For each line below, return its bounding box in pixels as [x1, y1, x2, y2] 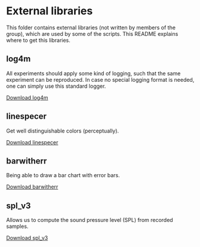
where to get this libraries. [6, 36, 70, 44]
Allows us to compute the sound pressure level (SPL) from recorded [6, 217, 173, 224]
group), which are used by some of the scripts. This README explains [6, 30, 179, 37]
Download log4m [6, 94, 48, 101]
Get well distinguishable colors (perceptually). [6, 127, 119, 134]
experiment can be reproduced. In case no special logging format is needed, [6, 76, 195, 83]
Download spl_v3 [6, 234, 48, 242]
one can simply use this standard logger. [6, 82, 106, 89]
